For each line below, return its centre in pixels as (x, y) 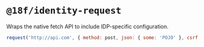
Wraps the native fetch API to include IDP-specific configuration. (88, 26)
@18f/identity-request (64, 11)
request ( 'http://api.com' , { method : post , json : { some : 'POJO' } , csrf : (104, 38)
